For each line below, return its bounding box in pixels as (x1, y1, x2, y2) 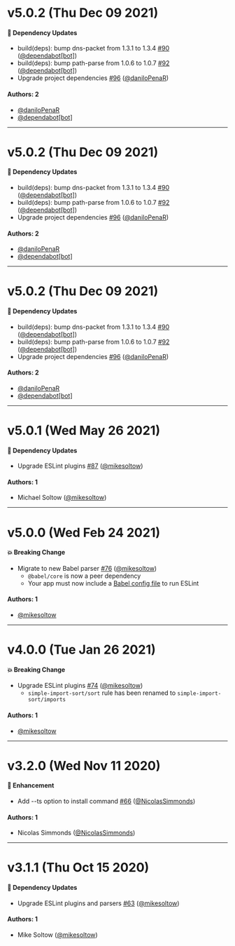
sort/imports (27, 696, 66, 703)
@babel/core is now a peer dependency (27, 572, 141, 580)
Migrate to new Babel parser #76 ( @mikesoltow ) (17, 564, 157, 572)
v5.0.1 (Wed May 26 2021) (7, 422, 161, 438)
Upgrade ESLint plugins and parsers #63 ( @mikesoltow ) (17, 899, 180, 907)
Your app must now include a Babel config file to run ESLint (27, 579, 199, 587)
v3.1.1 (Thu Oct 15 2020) (7, 860, 150, 876)
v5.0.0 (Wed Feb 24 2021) (7, 525, 161, 541)
